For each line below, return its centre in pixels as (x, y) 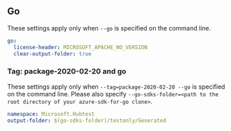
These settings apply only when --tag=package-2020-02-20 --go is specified (116, 87)
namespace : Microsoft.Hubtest (51, 114)
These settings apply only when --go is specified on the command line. (109, 28)
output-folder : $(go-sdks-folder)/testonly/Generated (87, 121)
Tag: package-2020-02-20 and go (67, 71)
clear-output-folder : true (53, 54)
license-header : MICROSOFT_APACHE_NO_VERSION (81, 47)
